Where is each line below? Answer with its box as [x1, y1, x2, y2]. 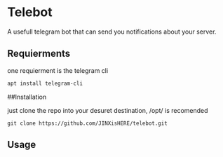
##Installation [7, 93, 47, 101]
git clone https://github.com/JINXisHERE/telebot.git [7, 120, 168, 127]
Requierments [7, 48, 71, 60]
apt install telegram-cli [7, 80, 83, 87]
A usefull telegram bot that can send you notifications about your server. [7, 27, 217, 36]
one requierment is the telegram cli [7, 66, 109, 74]
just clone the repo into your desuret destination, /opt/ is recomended [7, 106, 208, 114]
